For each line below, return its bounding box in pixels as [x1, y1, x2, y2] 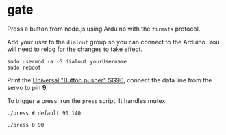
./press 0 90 [7, 121, 45, 128]
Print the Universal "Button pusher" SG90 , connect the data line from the [7, 76, 212, 84]
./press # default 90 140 [7, 110, 81, 117]
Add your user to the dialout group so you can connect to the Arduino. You [7, 37, 221, 46]
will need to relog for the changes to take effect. [7, 45, 142, 53]
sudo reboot [7, 64, 41, 71]
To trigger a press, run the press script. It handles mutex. [7, 96, 168, 104]
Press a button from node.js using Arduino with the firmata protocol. [7, 25, 201, 33]
